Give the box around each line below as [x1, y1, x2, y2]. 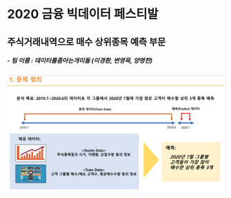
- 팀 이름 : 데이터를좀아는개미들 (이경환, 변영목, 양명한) [7, 57, 153, 65]
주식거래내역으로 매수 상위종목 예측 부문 [7, 36, 166, 48]
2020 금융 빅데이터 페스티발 [7, 6, 159, 22]
